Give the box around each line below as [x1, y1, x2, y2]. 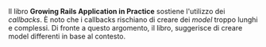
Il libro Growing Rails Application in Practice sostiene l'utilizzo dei [8, 7, 226, 16]
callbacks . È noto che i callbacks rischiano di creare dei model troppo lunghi [8, 15, 258, 24]
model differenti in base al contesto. [8, 31, 126, 41]
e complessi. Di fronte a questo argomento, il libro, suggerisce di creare [8, 23, 243, 32]
